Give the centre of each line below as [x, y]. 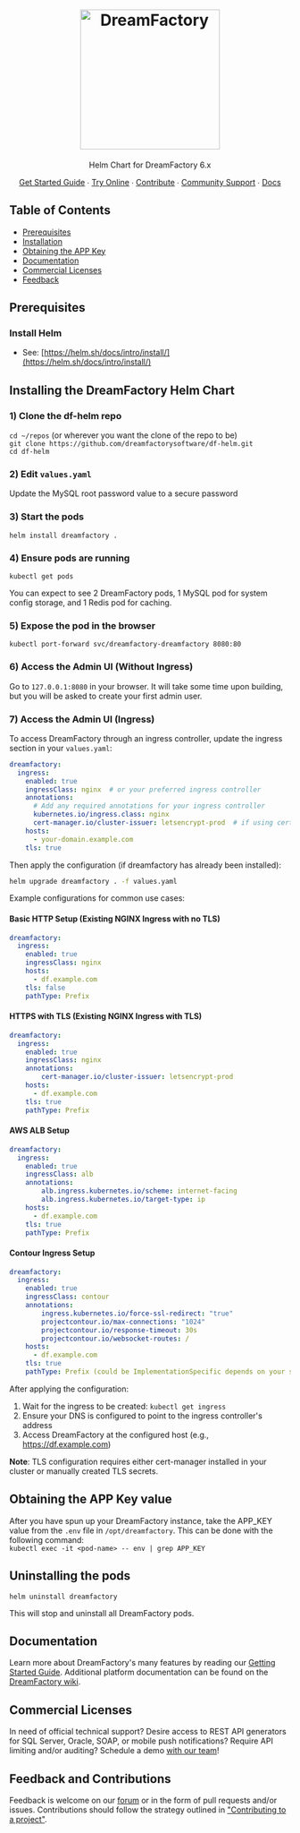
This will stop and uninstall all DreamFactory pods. [102, 1613]
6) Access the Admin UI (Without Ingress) [101, 667]
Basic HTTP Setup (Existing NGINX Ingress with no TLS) [115, 919]
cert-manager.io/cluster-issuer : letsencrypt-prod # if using [153, 823]
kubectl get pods [42, 577]
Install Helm [36, 333]
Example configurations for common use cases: [97, 898]
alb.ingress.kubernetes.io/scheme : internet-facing [140, 1191]
